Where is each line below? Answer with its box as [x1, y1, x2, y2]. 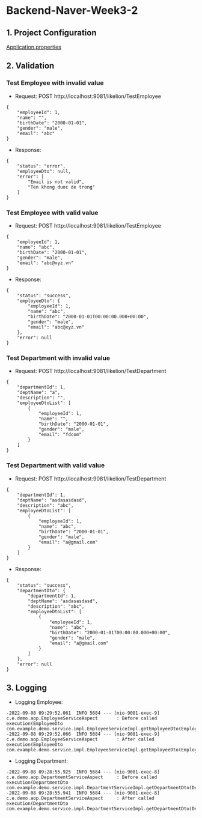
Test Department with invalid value [6, 354, 111, 362]
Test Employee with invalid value [6, 79, 104, 87]
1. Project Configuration [6, 28, 97, 38]
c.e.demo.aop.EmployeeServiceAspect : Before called [6, 715, 158, 721]
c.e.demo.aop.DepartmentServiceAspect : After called [6, 795, 155, 802]
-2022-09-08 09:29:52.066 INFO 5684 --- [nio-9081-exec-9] [6, 731, 161, 738]
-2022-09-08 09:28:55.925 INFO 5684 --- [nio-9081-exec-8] [6, 769, 161, 775]
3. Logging [6, 682, 47, 692]
